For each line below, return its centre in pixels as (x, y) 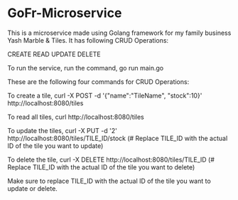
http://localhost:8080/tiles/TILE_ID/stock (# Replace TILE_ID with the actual (118, 138)
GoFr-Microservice (65, 13)
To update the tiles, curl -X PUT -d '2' (62, 130)
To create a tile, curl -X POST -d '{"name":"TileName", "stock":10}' (105, 95)
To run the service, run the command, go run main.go (86, 68)
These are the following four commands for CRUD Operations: (98, 81)
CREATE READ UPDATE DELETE (54, 54)
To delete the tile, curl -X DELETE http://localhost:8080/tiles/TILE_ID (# (111, 159)
